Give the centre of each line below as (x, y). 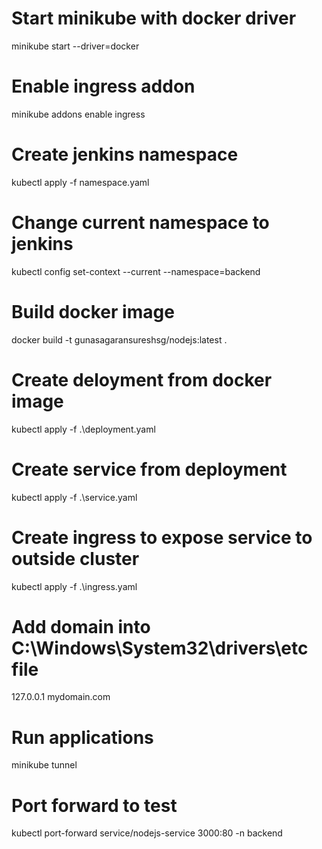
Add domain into (81, 626)
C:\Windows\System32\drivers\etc (160, 648)
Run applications (82, 737)
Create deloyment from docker (142, 379)
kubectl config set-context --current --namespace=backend (136, 271)
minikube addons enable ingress (78, 114)
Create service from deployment (149, 469)
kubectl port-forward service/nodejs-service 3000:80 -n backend (147, 833)
